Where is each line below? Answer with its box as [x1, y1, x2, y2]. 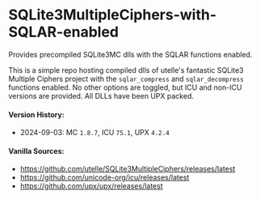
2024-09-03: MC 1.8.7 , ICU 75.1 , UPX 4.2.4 [19, 128, 170, 138]
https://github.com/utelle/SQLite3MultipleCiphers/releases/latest [19, 164, 236, 174]
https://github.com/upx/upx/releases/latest [19, 181, 163, 191]
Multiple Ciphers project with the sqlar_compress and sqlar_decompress [8, 74, 244, 83]
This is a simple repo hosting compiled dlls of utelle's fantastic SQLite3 [8, 65, 244, 74]
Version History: [8, 109, 65, 119]
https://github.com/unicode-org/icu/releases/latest [19, 172, 190, 183]
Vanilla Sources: [8, 146, 65, 155]
